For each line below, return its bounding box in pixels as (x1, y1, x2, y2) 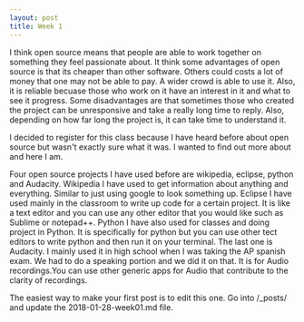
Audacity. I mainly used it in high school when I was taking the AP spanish (9, 246, 286, 257)
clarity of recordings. (9, 274, 88, 286)
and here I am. (9, 151, 64, 161)
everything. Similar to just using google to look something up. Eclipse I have (9, 188, 292, 199)
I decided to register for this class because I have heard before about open (9, 132, 289, 142)
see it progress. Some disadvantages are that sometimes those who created (9, 94, 295, 105)
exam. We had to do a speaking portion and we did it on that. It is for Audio (9, 255, 289, 266)
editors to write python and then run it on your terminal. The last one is (9, 236, 273, 247)
